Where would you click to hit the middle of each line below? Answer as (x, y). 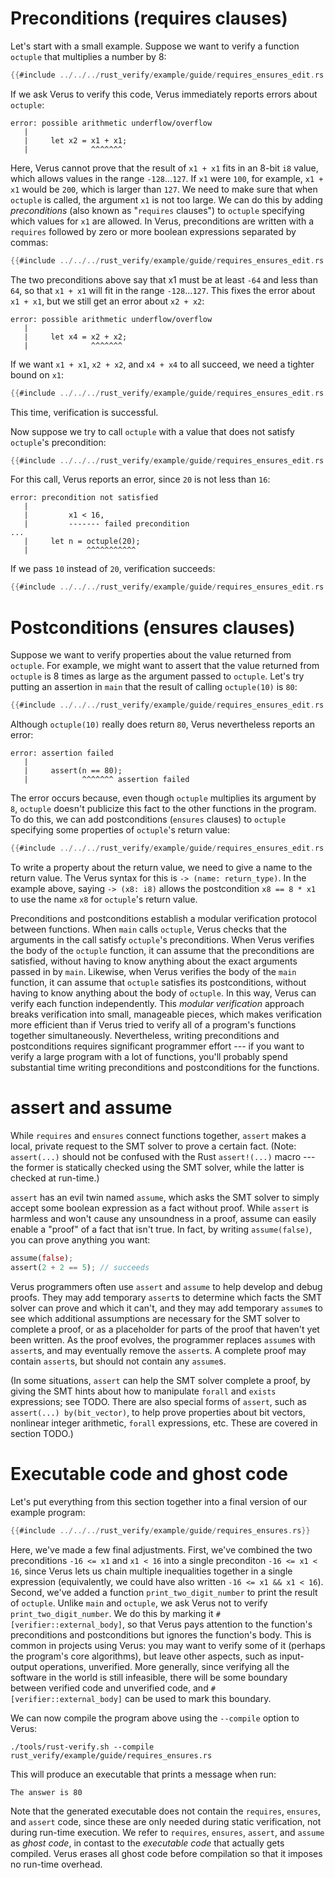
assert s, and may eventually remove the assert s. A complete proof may (158, 1350)
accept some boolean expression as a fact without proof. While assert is (160, 1208)
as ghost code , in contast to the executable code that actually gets (147, 1843)
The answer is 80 (46, 1792)
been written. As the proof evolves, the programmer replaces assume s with (163, 1339)
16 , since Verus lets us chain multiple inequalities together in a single (151, 1571)
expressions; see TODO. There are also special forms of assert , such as (158, 1401)
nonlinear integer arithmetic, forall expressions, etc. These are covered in (164, 1423)
